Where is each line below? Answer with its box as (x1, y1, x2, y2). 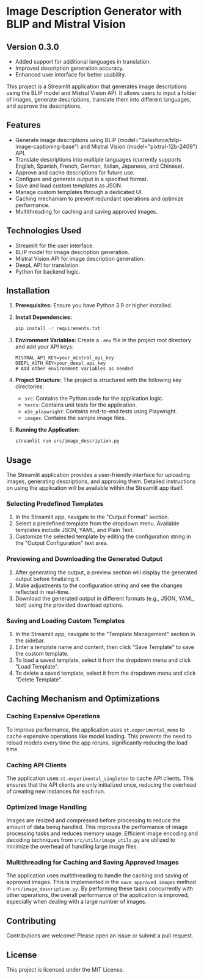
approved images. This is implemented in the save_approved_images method (6, 879, 197, 886)
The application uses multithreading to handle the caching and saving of (6, 872, 188, 879)
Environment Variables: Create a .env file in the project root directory (15, 337, 191, 344)
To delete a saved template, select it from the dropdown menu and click (15, 669, 196, 677)
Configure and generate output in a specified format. (15, 175, 148, 182)
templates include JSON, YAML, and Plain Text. (15, 527, 134, 534)
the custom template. (15, 650, 69, 657)
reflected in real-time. (15, 588, 70, 595)
